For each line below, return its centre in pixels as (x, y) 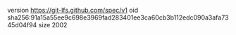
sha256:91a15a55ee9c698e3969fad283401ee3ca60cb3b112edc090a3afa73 (118, 17)
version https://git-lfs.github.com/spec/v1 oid (73, 10)
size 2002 (53, 25)
